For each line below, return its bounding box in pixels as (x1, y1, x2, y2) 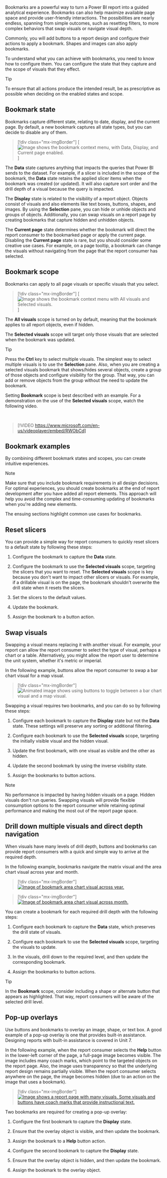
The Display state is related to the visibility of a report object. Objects (5, 195, 148, 202)
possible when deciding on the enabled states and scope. (5, 91, 124, 97)
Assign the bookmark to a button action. (12, 614, 95, 620)
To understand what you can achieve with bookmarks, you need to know (5, 56, 155, 62)
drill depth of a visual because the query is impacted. (5, 186, 115, 192)
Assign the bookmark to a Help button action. (12, 1138, 106, 1144)
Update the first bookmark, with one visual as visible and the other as (12, 748, 156, 754)
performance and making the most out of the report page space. (5, 808, 138, 814)
